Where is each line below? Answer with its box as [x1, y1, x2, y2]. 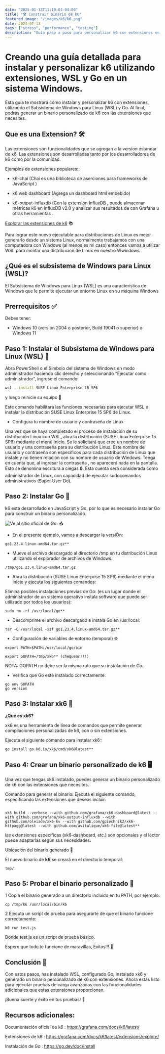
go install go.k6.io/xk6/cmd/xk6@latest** [5, 746, 94, 752]
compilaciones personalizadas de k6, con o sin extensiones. [5, 728, 127, 733]
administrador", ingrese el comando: [5, 376, 79, 382]
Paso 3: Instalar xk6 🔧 [5, 699, 73, 708]
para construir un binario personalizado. [5, 510, 87, 516]
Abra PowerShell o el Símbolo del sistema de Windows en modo [5, 366, 135, 371]
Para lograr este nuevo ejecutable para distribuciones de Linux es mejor [5, 231, 151, 237]
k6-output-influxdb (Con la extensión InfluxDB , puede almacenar [12, 200, 145, 206]
